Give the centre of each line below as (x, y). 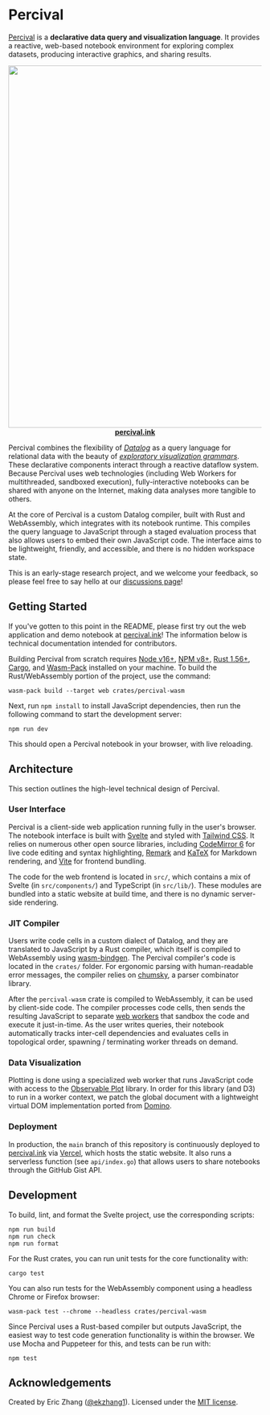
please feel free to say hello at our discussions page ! (96, 581)
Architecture (41, 769)
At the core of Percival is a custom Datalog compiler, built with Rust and (127, 514)
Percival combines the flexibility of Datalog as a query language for (120, 448)
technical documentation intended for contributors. (93, 643)
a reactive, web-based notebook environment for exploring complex (121, 45)
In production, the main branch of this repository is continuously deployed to (134, 1144)
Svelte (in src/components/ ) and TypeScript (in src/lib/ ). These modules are (135, 885)
